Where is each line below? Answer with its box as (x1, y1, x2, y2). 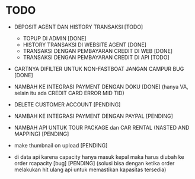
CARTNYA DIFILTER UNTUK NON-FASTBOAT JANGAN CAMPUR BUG (14, 65, 184, 72)
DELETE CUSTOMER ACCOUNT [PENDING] (14, 101, 121, 108)
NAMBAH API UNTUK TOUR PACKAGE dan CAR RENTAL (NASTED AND (14, 124, 190, 131)
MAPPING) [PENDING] (14, 130, 69, 137)
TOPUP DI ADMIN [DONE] (23, 34, 87, 42)
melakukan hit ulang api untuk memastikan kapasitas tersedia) (14, 166, 167, 173)
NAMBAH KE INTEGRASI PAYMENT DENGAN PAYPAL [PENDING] (14, 112, 173, 120)
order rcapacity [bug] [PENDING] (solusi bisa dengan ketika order (14, 159, 175, 167)
